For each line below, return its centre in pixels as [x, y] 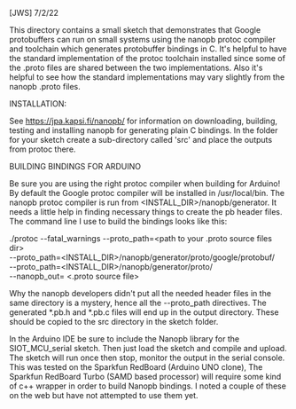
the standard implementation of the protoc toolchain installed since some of [148, 58]
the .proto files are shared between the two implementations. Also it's [136, 67]
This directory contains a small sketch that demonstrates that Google [135, 30]
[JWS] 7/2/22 [34, 13]
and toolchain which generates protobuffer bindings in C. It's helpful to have [148, 49]
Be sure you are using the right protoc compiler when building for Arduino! [145, 184]
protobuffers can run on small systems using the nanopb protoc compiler [143, 39]
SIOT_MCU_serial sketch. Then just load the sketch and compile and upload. [148, 348]
